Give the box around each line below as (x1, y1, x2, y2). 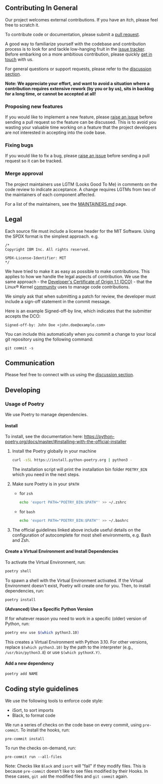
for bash (19, 509, 36, 515)
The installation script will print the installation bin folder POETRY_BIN (12, 466, 147, 472)
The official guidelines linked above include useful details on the (12, 527, 141, 533)
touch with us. (5, 56, 34, 62)
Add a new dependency (5, 660, 54, 667)
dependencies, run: (5, 588, 44, 593)
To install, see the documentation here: (5, 434, 83, 440)
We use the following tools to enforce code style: (5, 698, 103, 704)
